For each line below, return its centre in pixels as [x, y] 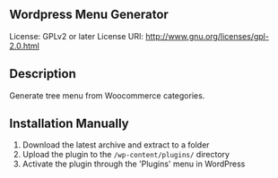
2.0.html [25, 46]
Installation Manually [69, 124]
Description [43, 74]
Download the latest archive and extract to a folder [116, 145]
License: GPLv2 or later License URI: [77, 36]
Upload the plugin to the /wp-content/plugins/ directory [126, 155]
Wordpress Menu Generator [89, 15]
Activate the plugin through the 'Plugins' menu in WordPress [134, 164]
